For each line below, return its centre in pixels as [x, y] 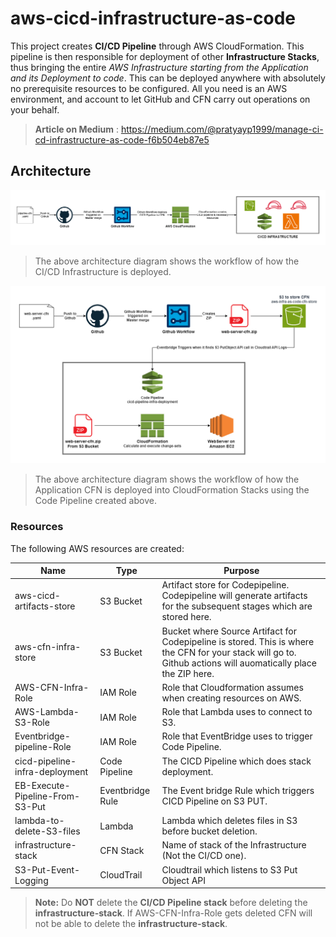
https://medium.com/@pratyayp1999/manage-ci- [222, 129]
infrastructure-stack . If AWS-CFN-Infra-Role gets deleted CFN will [173, 913]
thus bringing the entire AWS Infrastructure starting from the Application [159, 67]
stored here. [186, 617]
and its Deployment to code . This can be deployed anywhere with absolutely [168, 78]
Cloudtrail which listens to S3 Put [229, 869]
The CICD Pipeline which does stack [236, 761]
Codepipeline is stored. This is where [238, 641]
